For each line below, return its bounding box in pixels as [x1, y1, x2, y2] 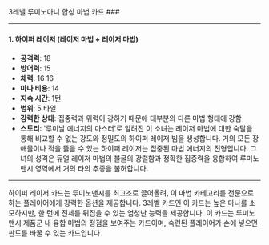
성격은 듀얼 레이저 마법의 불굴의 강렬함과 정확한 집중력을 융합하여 [34, 154, 239, 163]
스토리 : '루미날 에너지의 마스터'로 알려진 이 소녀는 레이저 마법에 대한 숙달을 [19, 123, 253, 134]
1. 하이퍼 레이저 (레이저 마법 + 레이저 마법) [8, 34, 139, 44]
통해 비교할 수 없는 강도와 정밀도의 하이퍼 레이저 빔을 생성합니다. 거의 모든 [19, 134, 251, 143]
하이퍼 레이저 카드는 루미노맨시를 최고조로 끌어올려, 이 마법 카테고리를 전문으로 [8, 188, 255, 198]
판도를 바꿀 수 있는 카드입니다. [8, 228, 102, 238]
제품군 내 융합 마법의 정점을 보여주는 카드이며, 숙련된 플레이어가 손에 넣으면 [22, 219, 259, 228]
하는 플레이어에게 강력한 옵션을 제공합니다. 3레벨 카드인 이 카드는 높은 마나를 [8, 199, 248, 208]
